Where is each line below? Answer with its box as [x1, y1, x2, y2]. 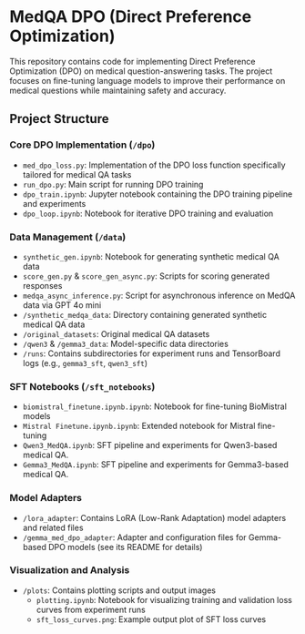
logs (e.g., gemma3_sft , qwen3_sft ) [22, 357, 148, 368]
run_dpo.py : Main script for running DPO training [22, 179, 204, 189]
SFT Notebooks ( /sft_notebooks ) [9, 380, 156, 393]
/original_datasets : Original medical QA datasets [22, 328, 210, 339]
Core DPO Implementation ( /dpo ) [9, 138, 156, 151]
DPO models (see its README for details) [48, 541, 203, 552]
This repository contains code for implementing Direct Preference [9, 56, 256, 66]
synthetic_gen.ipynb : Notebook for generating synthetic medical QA [22, 251, 280, 261]
